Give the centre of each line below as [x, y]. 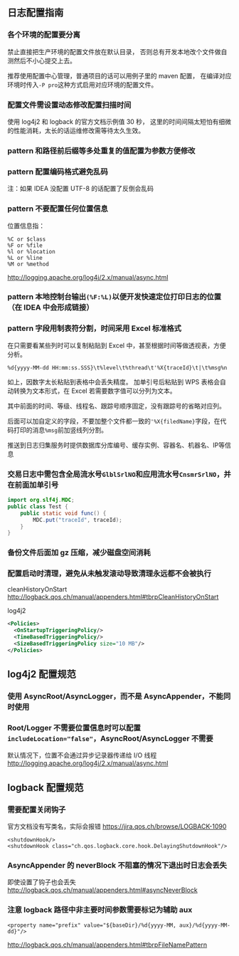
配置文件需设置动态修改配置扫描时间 [69, 105]
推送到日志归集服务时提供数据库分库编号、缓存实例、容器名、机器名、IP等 [116, 445]
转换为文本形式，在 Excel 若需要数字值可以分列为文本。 [95, 391]
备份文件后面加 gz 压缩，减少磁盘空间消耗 [79, 552]
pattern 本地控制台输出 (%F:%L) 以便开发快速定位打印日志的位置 [115, 297]
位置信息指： [26, 226]
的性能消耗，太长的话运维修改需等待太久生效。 [76, 130]
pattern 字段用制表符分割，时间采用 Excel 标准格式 [94, 328]
